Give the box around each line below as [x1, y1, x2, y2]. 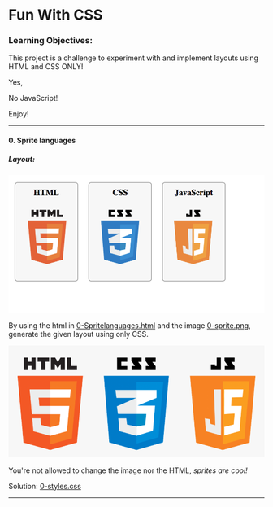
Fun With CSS [8, 6, 103, 24]
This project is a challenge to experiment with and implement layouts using [8, 53, 258, 63]
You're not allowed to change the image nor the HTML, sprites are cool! [8, 465, 248, 475]
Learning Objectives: [8, 35, 93, 46]
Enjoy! [8, 109, 30, 119]
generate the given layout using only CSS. [8, 329, 149, 339]
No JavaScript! [8, 94, 58, 103]
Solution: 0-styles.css [8, 481, 81, 491]
